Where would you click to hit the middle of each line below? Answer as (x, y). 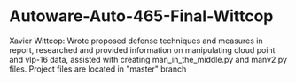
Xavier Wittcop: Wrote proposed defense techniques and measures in (136, 41)
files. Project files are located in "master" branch (98, 69)
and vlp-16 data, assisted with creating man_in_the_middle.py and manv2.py (148, 59)
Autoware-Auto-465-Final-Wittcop (141, 16)
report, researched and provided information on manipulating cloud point (142, 49)
